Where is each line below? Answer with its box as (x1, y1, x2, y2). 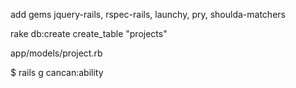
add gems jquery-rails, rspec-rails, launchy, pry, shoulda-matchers (10, 9, 286, 20)
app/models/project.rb (10, 47, 103, 59)
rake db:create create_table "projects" (10, 28, 168, 39)
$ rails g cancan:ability (10, 67, 104, 78)
